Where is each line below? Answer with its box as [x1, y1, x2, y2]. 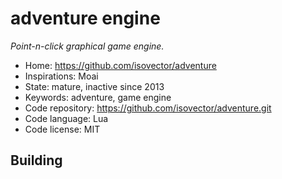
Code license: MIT [24, 123, 101, 135]
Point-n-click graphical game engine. [10, 40, 165, 52]
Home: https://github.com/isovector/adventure [24, 59, 217, 71]
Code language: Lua [24, 112, 109, 124]
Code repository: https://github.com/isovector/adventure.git [24, 102, 272, 114]
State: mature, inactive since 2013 [24, 80, 165, 92]
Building [10, 152, 63, 169]
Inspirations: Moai [24, 70, 99, 82]
